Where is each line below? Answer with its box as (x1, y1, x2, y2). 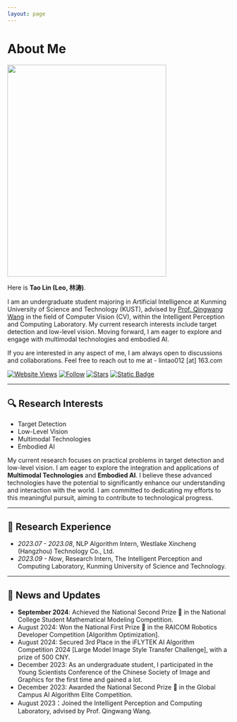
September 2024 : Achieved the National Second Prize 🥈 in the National (17, 608, 226, 616)
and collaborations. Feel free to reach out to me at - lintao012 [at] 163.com (7, 356, 223, 365)
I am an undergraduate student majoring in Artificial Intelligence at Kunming (7, 297, 227, 306)
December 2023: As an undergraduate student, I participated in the (17, 661, 214, 668)
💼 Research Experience (7, 521, 111, 533)
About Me (7, 40, 66, 57)
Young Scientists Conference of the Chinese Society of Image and (17, 668, 210, 676)
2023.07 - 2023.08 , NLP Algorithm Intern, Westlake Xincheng (17, 540, 196, 548)
